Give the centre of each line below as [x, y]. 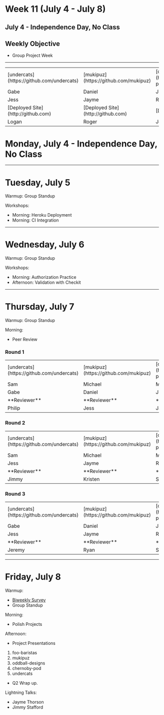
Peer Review [25, 340]
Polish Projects [27, 624]
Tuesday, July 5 [38, 183]
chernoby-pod [27, 668]
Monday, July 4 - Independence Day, [81, 144]
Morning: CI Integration [35, 220]
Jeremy [16, 550]
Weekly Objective [32, 43]
